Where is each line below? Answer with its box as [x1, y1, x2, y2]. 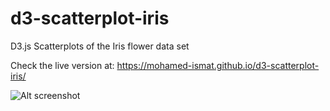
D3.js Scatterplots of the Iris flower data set [10, 40, 190, 52]
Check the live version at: [10, 59, 115, 71]
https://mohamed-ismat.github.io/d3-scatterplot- [116, 59, 320, 71]
